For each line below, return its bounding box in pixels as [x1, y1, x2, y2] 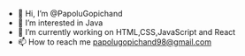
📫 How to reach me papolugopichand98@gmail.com [17, 37, 212, 47]
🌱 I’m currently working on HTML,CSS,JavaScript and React [17, 27, 236, 37]
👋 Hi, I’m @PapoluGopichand [17, 9, 123, 18]
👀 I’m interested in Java [17, 17, 103, 28]
